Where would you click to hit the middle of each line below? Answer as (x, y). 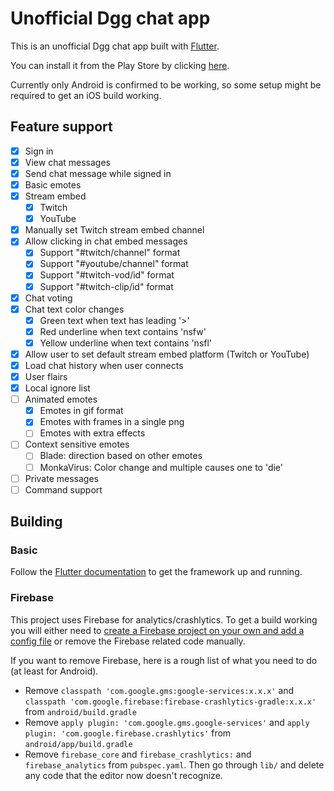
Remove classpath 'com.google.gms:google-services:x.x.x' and (159, 690)
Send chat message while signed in (98, 173)
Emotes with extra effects (92, 433)
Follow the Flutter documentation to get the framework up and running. (156, 572)
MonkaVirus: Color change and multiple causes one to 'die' (161, 467)
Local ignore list (57, 388)
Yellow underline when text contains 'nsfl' (126, 343)
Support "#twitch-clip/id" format (106, 286)
